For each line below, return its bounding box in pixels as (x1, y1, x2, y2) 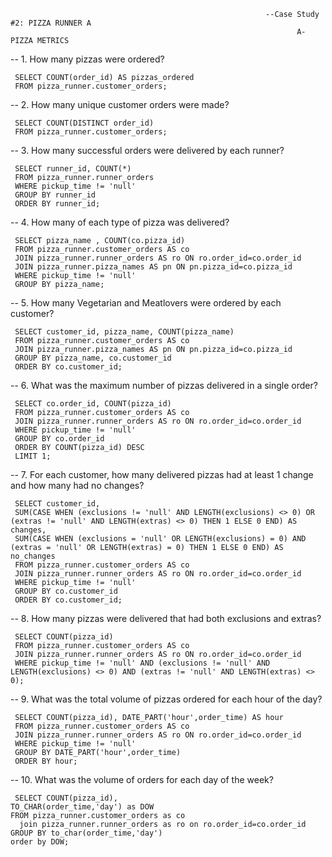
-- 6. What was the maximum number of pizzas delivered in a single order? (10, 380, 318, 391)
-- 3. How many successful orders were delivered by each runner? (10, 145, 285, 156)
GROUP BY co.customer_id (14, 586, 118, 596)
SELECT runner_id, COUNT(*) (14, 164, 132, 174)
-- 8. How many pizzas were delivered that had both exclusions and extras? (10, 613, 322, 624)
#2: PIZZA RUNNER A (10, 18, 92, 28)
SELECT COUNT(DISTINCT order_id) (14, 118, 155, 128)
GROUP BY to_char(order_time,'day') (10, 828, 163, 838)
